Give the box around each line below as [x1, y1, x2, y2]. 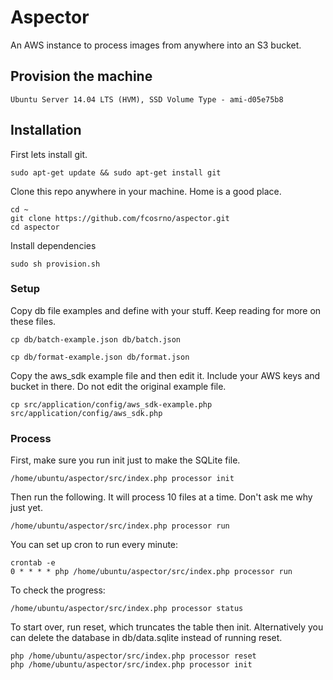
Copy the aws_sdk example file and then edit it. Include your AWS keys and [10, 369, 321, 381]
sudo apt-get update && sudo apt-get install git [10, 167, 222, 178]
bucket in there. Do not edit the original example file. [10, 380, 227, 392]
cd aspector [10, 222, 60, 232]
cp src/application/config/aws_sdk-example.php [10, 399, 213, 410]
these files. [10, 315, 57, 327]
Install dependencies [10, 239, 97, 251]
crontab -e [10, 558, 56, 568]
